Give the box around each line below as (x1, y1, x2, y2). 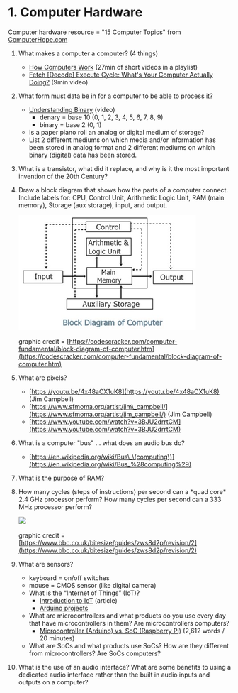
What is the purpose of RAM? (18, 474, 105, 482)
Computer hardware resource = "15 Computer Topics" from (8, 28, 181, 36)
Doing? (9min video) (28, 77, 89, 86)
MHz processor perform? (18, 502, 93, 511)
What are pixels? (18, 373, 67, 382)
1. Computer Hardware (8, 4, 143, 21)
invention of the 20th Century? (18, 172, 108, 180)
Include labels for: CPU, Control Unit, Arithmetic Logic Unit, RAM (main (18, 193, 225, 202)
